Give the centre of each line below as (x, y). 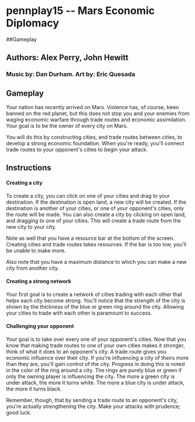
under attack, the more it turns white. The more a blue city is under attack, (95, 383)
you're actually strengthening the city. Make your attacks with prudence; (93, 406)
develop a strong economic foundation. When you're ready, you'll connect (95, 144)
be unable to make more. (36, 250)
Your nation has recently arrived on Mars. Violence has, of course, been (93, 107)
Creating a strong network (39, 281)
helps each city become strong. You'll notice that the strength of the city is (96, 300)
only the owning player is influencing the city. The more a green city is (90, 376)
